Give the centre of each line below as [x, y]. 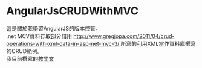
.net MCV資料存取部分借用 [39, 36]
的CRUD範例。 [24, 51]
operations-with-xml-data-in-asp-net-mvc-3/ [63, 43]
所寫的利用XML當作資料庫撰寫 [158, 43]
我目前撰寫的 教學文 [30, 58]
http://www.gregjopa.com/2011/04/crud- [124, 36]
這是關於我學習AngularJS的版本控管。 [54, 28]
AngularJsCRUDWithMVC [73, 11]
